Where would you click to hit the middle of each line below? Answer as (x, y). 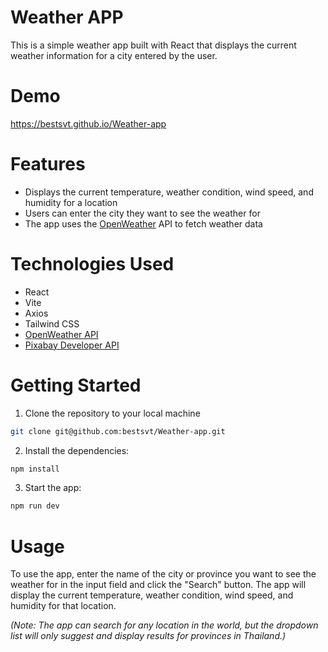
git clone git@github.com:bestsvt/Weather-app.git (118, 431)
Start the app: (53, 488)
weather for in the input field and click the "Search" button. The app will (158, 585)
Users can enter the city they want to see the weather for (142, 213)
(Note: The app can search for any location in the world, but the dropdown (164, 625)
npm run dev (35, 506)
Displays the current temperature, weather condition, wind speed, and (169, 192)
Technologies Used (92, 264)
